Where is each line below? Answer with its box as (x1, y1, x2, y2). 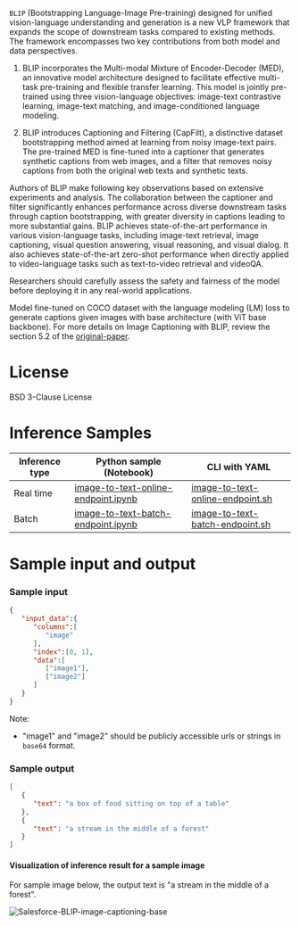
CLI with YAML (206, 460, 271, 473)
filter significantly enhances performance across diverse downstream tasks (9, 202, 287, 212)
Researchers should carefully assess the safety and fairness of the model (9, 276, 280, 286)
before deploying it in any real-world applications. (9, 285, 193, 295)
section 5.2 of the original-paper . (9, 331, 130, 342)
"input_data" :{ (21, 615, 78, 624)
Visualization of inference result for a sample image (9, 860, 205, 871)
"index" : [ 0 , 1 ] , (32, 647, 94, 657)
